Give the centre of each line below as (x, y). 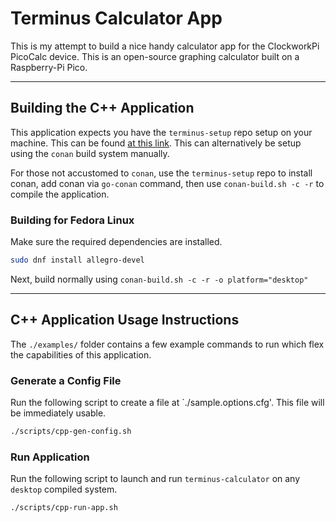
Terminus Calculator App (116, 18)
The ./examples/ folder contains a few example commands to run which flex (167, 344)
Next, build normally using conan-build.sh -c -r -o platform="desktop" (159, 279)
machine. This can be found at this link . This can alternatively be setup (156, 143)
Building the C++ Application (102, 108)
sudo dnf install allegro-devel (77, 260)
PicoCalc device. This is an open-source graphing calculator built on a (155, 56)
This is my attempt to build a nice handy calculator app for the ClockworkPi (165, 46)
